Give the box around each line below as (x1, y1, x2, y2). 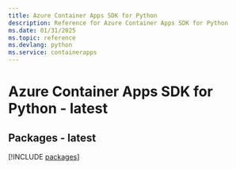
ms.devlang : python (8, 41, 73, 49)
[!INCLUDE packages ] (8, 152, 80, 161)
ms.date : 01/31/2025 (8, 26, 77, 34)
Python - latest (8, 100, 108, 117)
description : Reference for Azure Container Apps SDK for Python (8, 19, 228, 27)
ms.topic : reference (8, 33, 77, 42)
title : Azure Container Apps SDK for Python (8, 11, 158, 20)
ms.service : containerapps (8, 48, 97, 56)
